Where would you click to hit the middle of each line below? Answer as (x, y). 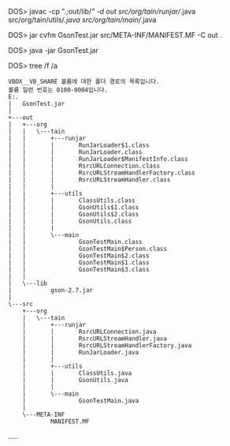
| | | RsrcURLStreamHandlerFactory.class (102, 173)
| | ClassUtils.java (77, 373)
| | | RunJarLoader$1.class (79, 145)
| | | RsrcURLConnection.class (84, 166)
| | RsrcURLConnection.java (89, 332)
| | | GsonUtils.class (70, 221)
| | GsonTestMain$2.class (79, 256)
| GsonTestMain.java (81, 401)
